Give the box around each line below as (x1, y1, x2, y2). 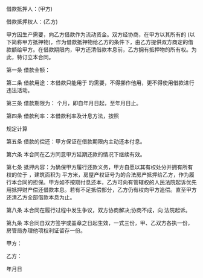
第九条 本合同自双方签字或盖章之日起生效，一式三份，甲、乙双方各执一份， (6, 220, 193, 226)
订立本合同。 (22, 54, 54, 60)
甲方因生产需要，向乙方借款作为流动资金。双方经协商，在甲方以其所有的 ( (6, 31, 190, 38)
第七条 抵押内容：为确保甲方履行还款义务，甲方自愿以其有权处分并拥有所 (6, 163, 188, 171)
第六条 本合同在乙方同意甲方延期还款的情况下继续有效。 (6, 151, 146, 158)
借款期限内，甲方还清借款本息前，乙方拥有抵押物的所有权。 (43, 46, 192, 53)
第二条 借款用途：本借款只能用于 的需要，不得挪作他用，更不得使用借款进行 (6, 79, 195, 86)
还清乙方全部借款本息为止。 (6, 194, 76, 201)
